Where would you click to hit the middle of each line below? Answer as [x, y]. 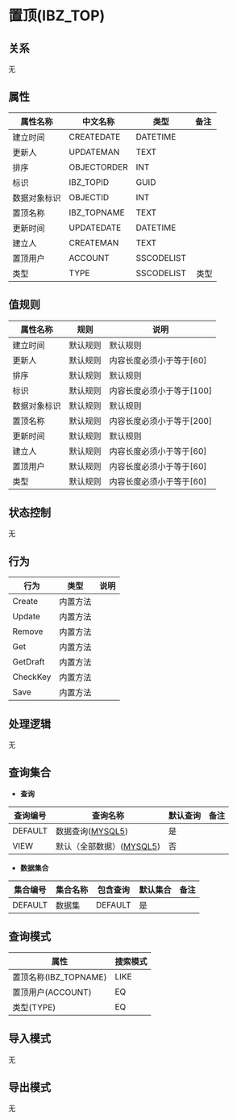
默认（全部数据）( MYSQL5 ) [108, 846]
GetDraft [29, 662]
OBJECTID [89, 197]
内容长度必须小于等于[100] [160, 390]
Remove [28, 631]
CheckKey [32, 677]
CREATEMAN [94, 242]
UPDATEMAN [94, 152]
